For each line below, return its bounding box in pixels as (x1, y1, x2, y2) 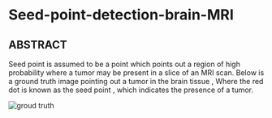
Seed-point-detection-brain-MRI (8, 6, 234, 24)
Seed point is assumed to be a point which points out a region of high (8, 59, 241, 69)
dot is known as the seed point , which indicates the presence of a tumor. (8, 85, 254, 95)
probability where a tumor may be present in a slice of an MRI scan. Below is (8, 68, 265, 78)
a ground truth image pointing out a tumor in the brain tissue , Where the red (8, 77, 264, 86)
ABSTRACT (8, 38, 67, 52)
